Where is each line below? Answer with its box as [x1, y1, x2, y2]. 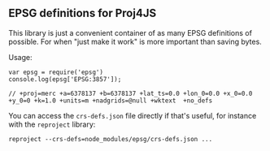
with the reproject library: [8, 119, 96, 129]
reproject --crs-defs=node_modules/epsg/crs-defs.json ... [8, 135, 213, 143]
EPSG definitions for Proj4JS [8, 6, 157, 20]
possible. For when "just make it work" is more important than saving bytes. [8, 37, 262, 46]
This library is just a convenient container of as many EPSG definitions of [8, 28, 252, 37]
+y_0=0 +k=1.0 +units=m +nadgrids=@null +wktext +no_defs [8, 97, 213, 105]
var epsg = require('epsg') [8, 68, 104, 76]
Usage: [8, 52, 33, 62]
